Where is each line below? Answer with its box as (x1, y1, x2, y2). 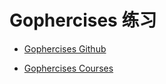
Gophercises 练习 (9, 9, 157, 32)
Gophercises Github (23, 42, 107, 55)
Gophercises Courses (23, 62, 114, 74)
